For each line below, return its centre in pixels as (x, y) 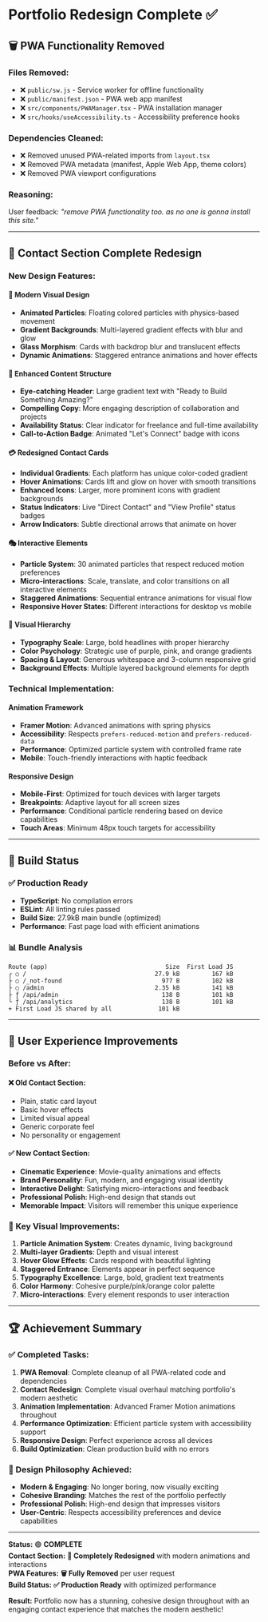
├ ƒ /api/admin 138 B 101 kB (121, 995)
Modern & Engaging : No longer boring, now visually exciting (119, 1487)
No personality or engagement (70, 1135)
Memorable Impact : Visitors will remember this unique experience (129, 1206)
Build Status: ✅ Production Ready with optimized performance (112, 1585)
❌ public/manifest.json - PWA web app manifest (101, 98)
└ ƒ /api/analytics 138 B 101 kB (121, 1002)
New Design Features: (52, 276)
